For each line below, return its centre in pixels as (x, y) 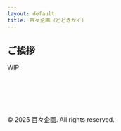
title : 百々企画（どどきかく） (47, 20)
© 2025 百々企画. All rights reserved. (61, 120)
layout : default (31, 14)
